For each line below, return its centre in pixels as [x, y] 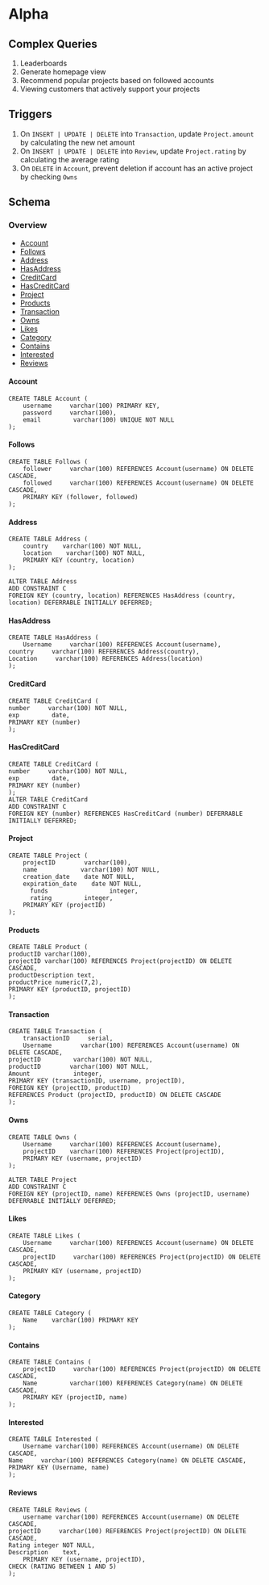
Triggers [30, 114]
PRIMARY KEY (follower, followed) [81, 497]
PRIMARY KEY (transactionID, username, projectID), [97, 1081]
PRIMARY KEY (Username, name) [59, 1468]
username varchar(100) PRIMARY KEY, [91, 406]
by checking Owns [49, 177]
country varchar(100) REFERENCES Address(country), [104, 652]
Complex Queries [53, 44]
